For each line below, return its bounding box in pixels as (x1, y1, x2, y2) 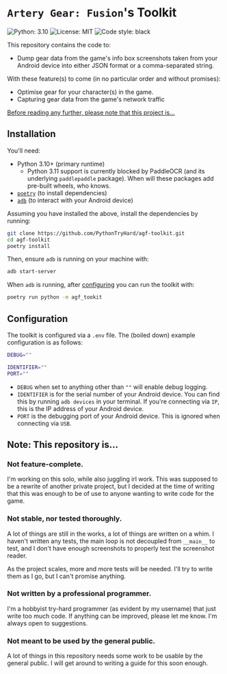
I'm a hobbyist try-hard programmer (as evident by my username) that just (7, 604, 217, 612)
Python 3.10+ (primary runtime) (16, 160, 105, 168)
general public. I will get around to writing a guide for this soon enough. (7, 659, 209, 667)
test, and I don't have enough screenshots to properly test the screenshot (7, 544, 215, 552)
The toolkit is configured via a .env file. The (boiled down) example (7, 331, 196, 339)
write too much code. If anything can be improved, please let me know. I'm (7, 612, 217, 620)
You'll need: (7, 146, 41, 155)
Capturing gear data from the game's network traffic (16, 95, 165, 103)
